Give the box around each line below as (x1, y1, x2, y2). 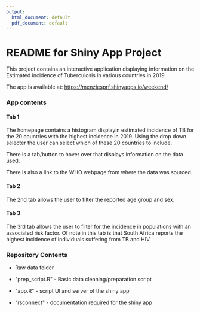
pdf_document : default (11, 20, 68, 26)
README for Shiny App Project (6, 46, 162, 59)
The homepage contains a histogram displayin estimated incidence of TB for (6, 126, 194, 134)
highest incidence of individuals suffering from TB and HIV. (6, 235, 151, 243)
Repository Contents (6, 250, 67, 259)
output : (6, 8, 26, 15)
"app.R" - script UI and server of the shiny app (14, 287, 130, 295)
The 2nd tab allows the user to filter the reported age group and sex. (6, 196, 175, 203)
